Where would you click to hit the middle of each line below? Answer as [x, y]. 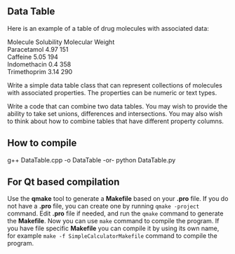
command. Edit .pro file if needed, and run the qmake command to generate [115, 213]
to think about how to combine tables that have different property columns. [116, 121]
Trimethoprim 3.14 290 [40, 71]
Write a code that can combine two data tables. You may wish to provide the [117, 106]
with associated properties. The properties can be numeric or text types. [112, 92]
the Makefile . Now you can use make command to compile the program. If [113, 221]
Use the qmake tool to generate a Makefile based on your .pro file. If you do [118, 199]
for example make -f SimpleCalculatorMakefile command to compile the [112, 236]
